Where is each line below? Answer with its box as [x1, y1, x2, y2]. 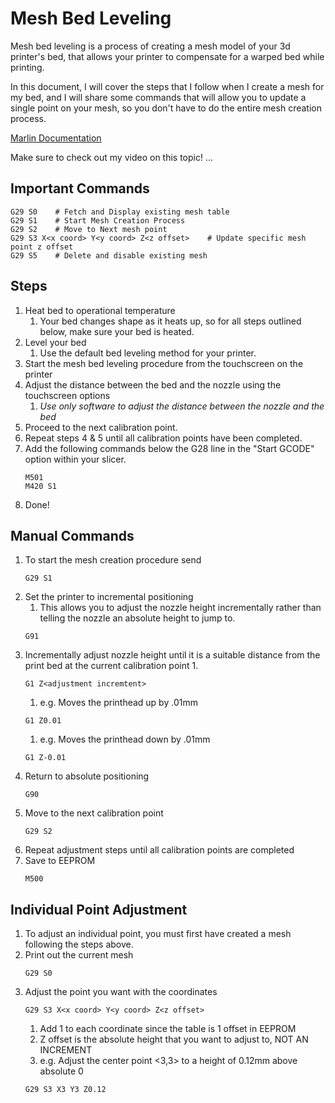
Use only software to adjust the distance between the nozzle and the [39, 400, 325, 412]
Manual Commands [10, 527, 135, 544]
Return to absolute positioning [24, 770, 150, 782]
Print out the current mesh [24, 949, 134, 961]
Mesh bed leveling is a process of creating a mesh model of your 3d [10, 40, 291, 52]
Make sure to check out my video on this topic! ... [10, 151, 214, 163]
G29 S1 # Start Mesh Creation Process [10, 215, 186, 226]
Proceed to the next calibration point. [24, 421, 178, 433]
